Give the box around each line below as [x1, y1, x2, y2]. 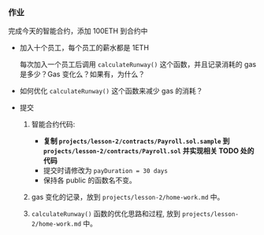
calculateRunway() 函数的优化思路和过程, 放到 [31, 209, 181, 218]
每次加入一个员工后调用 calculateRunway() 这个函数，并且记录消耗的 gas [19, 60, 257, 69]
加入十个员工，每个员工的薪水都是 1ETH [19, 43, 150, 53]
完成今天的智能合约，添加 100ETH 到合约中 [8, 26, 148, 36]
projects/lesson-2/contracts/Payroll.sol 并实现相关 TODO [43, 146, 239, 156]
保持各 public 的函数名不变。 [43, 175, 136, 185]
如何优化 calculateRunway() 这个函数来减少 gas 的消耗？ [19, 86, 203, 96]
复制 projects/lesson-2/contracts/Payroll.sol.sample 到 [43, 136, 230, 146]
